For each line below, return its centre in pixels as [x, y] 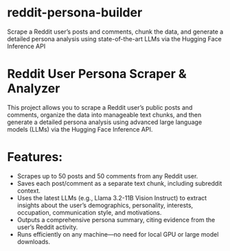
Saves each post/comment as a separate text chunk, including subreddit [119, 183]
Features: [35, 157]
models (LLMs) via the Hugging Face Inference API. [80, 129]
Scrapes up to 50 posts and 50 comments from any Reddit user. [107, 176]
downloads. [34, 241]
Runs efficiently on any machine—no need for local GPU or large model [118, 234]
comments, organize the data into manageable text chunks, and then [104, 115]
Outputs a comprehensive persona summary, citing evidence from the [116, 219]
